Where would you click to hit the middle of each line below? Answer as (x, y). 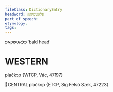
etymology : (16, 23)
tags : (11, 28)
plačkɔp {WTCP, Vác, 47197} (34, 75)
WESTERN (27, 61)
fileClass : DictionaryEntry (34, 10)
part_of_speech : (22, 19)
